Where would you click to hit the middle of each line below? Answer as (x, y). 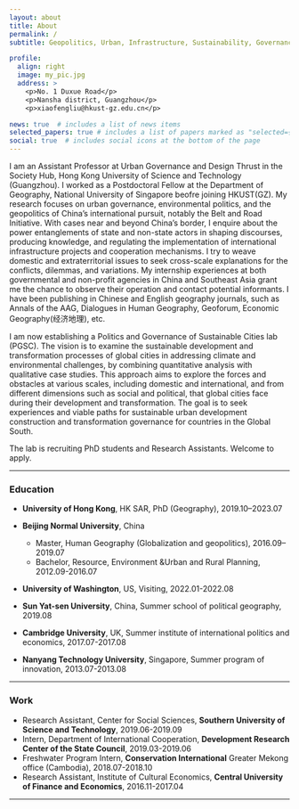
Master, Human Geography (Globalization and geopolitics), (143, 543)
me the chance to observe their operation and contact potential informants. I (149, 289)
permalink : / (33, 34)
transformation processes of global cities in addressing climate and (133, 355)
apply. (20, 458)
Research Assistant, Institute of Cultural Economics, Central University (153, 777)
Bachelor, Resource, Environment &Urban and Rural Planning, (148, 562)
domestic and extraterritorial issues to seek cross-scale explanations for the (149, 261)
